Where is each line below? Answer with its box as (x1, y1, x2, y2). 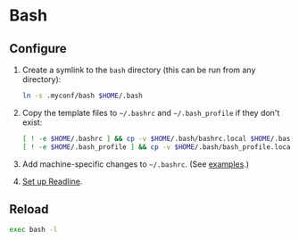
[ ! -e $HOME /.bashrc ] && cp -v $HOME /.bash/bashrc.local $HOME (21, 134, 270, 143)
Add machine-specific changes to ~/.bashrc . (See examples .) (21, 158, 250, 170)
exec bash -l (9, 225, 58, 235)
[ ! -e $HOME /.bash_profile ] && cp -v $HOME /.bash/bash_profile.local (21, 142, 295, 152)
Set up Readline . (21, 176, 83, 187)
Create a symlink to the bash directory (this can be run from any (21, 64, 256, 75)
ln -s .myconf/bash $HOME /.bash (21, 91, 143, 100)
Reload (9, 202, 49, 217)
